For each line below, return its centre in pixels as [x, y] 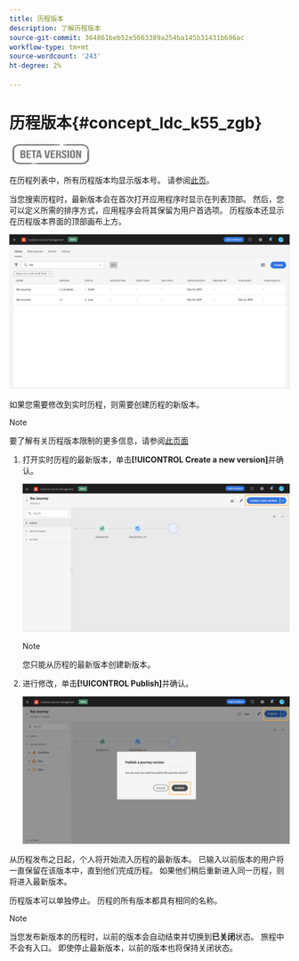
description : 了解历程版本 [55, 28]
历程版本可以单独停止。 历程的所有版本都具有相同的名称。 [116, 900]
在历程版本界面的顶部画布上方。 [68, 221]
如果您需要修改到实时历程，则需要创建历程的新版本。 [107, 404]
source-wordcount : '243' [55, 57]
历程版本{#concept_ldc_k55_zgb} [136, 123]
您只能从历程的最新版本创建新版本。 [89, 664]
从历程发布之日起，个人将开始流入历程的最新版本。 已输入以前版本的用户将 [147, 859]
